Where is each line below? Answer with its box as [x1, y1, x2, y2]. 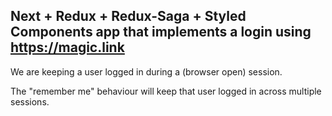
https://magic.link [10, 39, 125, 56]
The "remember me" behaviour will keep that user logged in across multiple [10, 85, 322, 97]
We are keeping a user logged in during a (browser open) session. [10, 65, 283, 78]
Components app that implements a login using [10, 24, 312, 41]
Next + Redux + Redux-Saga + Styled [10, 8, 247, 25]
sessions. [10, 95, 50, 108]
